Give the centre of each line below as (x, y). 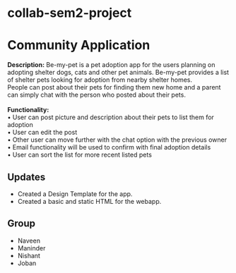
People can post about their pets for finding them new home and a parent (114, 87)
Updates (26, 177)
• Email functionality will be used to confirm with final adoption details (109, 147)
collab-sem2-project (70, 13)
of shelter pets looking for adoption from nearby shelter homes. (100, 80)
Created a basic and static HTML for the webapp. (89, 201)
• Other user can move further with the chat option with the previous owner (117, 140)
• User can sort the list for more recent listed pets (79, 155)
